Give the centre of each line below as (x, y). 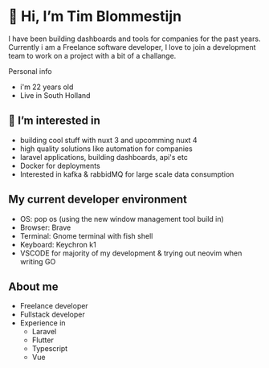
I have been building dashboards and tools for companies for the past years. (134, 39)
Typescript (50, 349)
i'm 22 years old (47, 87)
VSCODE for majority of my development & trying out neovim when (131, 253)
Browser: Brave (45, 227)
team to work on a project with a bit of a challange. (92, 55)
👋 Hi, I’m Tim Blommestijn (95, 16)
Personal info (30, 71)
